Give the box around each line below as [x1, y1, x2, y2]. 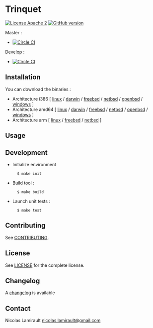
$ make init [17, 171, 42, 176]
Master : [5, 29, 22, 35]
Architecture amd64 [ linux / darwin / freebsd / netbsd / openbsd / [12, 106, 148, 112]
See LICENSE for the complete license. [5, 262, 84, 268]
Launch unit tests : [12, 198, 51, 204]
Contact [5, 304, 31, 313]
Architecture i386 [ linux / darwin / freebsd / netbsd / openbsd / [12, 96, 143, 102]
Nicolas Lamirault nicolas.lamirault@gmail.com [5, 318, 101, 324]
